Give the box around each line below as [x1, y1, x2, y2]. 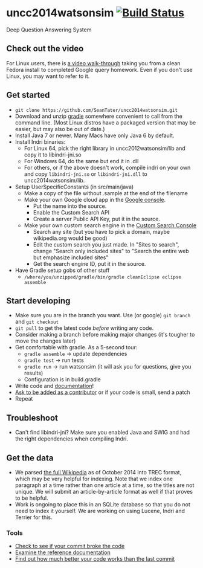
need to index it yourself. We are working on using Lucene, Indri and [14, 508, 185, 514]
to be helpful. [14, 494, 48, 502]
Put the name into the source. [33, 202, 107, 210]
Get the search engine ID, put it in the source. [33, 260, 146, 267]
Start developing [6, 295, 71, 306]
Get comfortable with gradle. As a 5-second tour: [14, 344, 138, 351]
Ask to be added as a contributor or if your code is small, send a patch [14, 389, 190, 396]
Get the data [6, 453, 54, 463]
